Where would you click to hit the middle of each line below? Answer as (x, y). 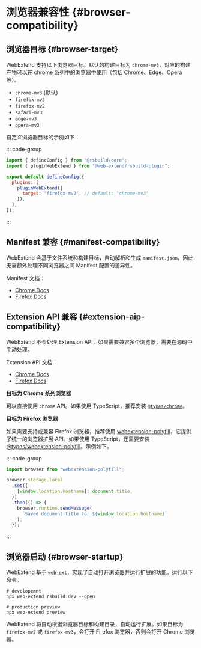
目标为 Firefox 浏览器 (32, 418)
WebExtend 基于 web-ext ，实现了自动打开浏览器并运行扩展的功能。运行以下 (100, 572)
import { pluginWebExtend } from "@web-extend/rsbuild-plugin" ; (88, 166)
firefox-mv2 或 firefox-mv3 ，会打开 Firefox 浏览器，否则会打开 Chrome (94, 632)
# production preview (33, 607)
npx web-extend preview (36, 613)
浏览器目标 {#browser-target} (62, 49)
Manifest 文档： (26, 278)
